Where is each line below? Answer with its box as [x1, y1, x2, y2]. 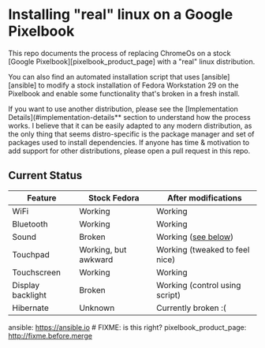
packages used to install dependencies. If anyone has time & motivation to [8, 137, 250, 147]
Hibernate [12, 302, 50, 313]
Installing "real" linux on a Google [8, 6, 233, 24]
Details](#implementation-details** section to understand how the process [8, 112, 251, 122]
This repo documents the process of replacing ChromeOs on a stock [8, 48, 231, 58]
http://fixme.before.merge [8, 331, 93, 340]
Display [12, 279, 40, 290]
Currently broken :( [156, 302, 227, 313]
